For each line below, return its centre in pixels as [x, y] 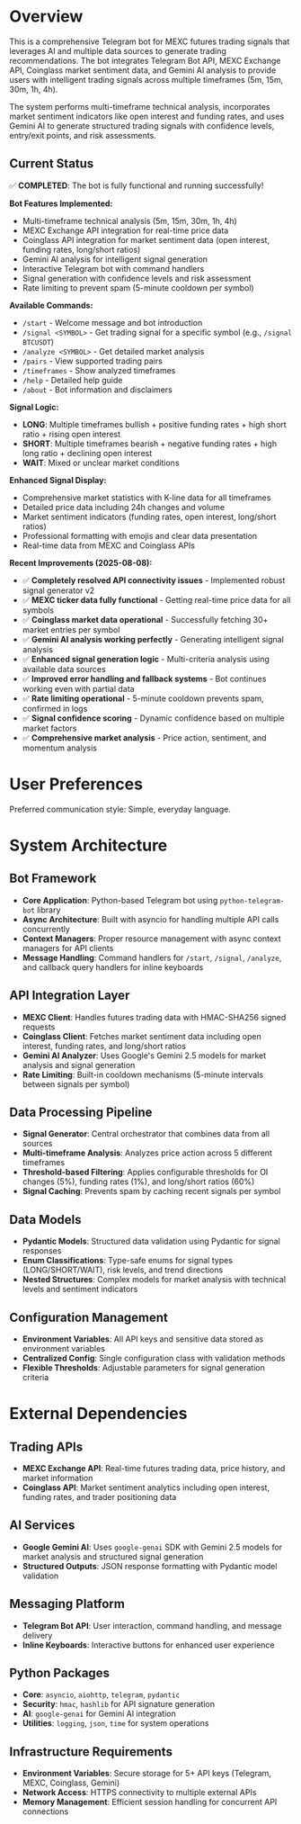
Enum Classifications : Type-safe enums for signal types [128, 1261]
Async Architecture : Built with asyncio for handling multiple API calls [150, 919]
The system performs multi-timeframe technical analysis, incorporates [140, 106]
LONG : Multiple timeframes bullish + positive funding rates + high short [154, 424]
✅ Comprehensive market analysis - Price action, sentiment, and [144, 737]
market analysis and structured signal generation [113, 1556]
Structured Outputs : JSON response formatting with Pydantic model [150, 1566]
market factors [49, 728]
